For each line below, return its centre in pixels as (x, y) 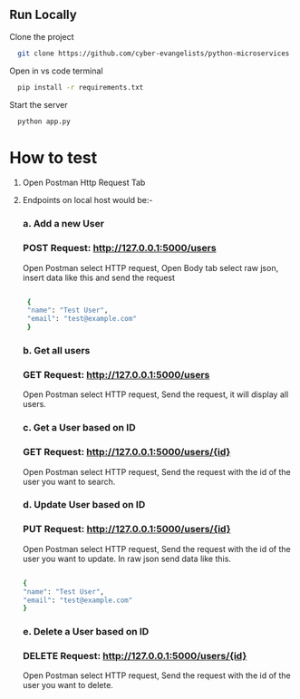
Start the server (39, 104)
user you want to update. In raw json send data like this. (126, 558)
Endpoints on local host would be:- (87, 200)
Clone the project (42, 36)
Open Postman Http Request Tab (84, 183)
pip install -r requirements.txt (81, 87)
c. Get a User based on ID (79, 428)
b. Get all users (56, 351)
